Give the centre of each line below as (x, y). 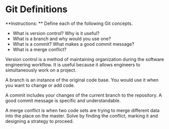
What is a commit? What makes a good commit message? (73, 44)
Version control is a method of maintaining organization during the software (85, 59)
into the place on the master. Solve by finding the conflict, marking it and (82, 116)
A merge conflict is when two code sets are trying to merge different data (82, 110)
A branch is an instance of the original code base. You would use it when (82, 80)
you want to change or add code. (40, 85)
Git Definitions (37, 9)
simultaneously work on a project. (41, 70)
